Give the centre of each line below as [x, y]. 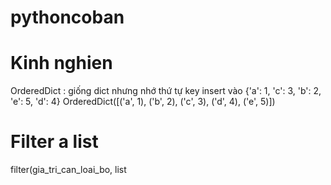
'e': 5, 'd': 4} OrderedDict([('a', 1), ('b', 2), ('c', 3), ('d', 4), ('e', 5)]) [143, 102]
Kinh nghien [61, 63]
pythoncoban [67, 17]
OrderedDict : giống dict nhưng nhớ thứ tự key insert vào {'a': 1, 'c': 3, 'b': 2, [166, 91]
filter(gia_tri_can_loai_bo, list [68, 170]
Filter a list [54, 142]
